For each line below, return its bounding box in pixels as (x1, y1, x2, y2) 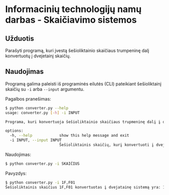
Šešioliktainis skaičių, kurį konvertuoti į (59, 142, 154, 148)
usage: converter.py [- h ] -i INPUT (5, 110, 80, 115)
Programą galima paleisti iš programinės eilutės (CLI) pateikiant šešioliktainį (5, 80, 162, 86)
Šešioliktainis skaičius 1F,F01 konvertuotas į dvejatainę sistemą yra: (5, 184, 161, 189)
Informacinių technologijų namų (5, 4, 142, 15)
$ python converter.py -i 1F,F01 (5, 180, 75, 185)
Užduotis (5, 34, 34, 43)
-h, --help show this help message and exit (10, 133, 129, 138)
